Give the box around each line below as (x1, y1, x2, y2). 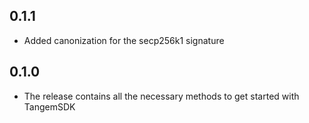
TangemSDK (23, 100, 76, 113)
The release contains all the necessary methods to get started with (23, 90, 300, 102)
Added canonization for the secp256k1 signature (23, 34, 225, 46)
